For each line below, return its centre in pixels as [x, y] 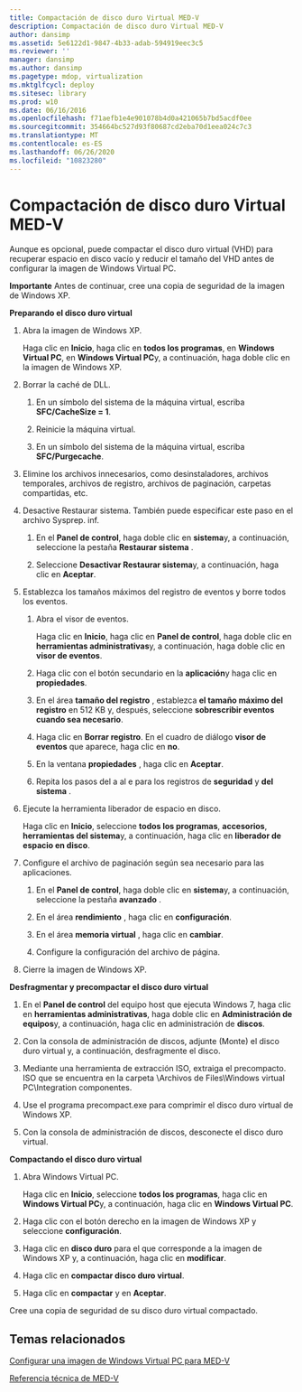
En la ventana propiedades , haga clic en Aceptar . [129, 764]
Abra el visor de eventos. [82, 619]
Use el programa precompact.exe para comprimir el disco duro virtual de [158, 1105]
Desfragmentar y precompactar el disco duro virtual [109, 987]
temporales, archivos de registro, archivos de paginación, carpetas [147, 483]
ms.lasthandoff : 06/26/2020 [62, 152]
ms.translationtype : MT [54, 135]
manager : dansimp [42, 60]
